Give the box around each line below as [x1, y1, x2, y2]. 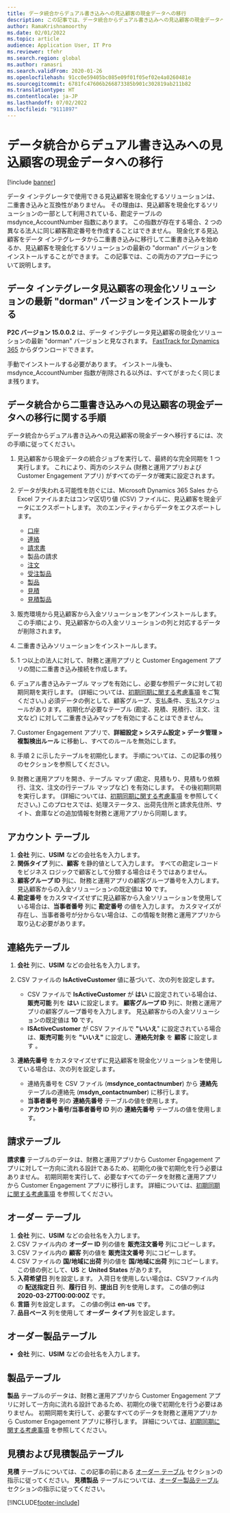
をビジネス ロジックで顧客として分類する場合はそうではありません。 [16, 868, 211, 876]
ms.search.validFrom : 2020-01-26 [7, 67, 103, 74]
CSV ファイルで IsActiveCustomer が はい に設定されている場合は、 [27, 990, 221, 998]
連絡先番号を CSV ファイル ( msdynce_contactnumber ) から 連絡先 [27, 1079, 218, 1087]
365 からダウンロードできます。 [7, 345, 98, 354]
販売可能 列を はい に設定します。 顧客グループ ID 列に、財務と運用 [27, 999, 217, 1007]
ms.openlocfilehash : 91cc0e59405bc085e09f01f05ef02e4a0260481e [7, 73, 192, 81]
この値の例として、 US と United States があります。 [16, 1265, 166, 1274]
